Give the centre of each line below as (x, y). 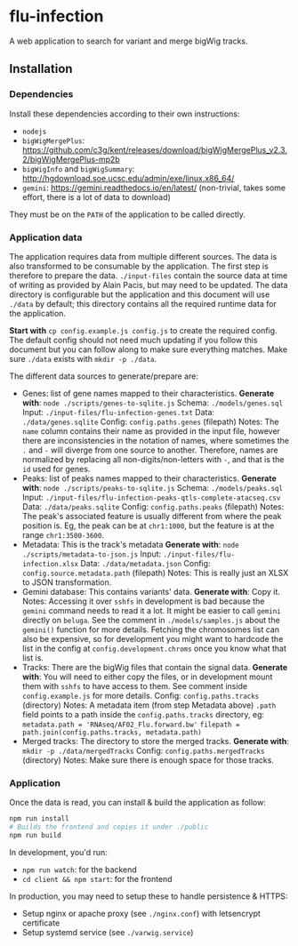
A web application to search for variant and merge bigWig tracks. (129, 41)
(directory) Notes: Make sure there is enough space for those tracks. (148, 760)
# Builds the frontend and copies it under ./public (109, 827)
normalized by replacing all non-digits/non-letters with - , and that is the (153, 459)
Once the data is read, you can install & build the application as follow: (138, 803)
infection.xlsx (50, 564)
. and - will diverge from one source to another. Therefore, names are (150, 450)
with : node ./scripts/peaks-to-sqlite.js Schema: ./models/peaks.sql (152, 487)
